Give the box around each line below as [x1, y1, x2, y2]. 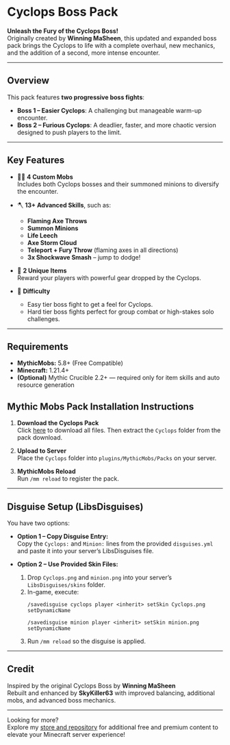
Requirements [7, 340, 68, 353]
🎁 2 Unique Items [16, 266, 67, 275]
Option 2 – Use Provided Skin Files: [16, 560, 118, 568]
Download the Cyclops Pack [16, 419, 99, 427]
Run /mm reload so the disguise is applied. [27, 637, 146, 645]
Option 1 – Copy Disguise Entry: [16, 532, 108, 540]
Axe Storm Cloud [27, 238, 77, 247]
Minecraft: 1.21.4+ [16, 366, 70, 375]
